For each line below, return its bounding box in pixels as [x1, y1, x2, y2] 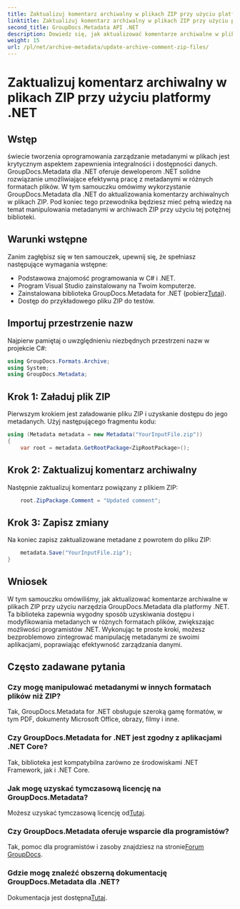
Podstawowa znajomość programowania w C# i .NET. [17, 273, 176, 282]
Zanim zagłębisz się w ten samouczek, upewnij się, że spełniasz [7, 252, 196, 261]
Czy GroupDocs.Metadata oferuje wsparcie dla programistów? [7, 826, 230, 836]
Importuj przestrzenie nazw [7, 317, 134, 329]
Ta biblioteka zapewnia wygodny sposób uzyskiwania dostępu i [7, 610, 194, 618]
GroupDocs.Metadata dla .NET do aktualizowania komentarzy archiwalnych [7, 190, 229, 199]
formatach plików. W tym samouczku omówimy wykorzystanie [7, 183, 191, 191]
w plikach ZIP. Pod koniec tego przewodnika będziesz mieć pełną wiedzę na [7, 198, 232, 206]
